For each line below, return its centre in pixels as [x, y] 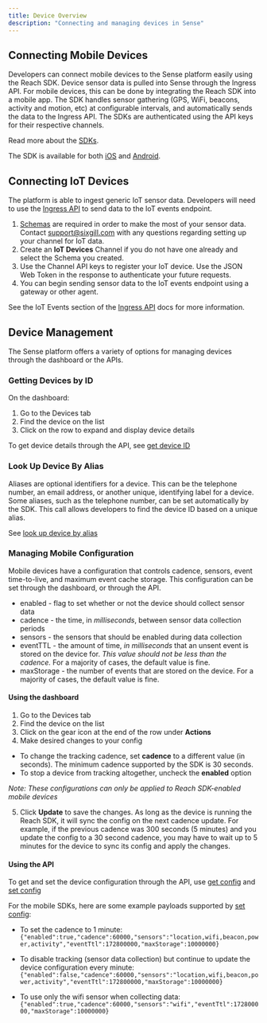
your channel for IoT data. [62, 241]
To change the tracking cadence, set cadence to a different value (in [132, 756]
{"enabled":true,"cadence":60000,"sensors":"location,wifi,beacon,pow [139, 937]
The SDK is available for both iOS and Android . [85, 156]
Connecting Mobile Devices [78, 55]
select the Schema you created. [72, 258]
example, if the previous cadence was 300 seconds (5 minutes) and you [138, 830]
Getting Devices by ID [51, 381]
